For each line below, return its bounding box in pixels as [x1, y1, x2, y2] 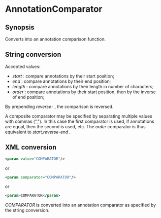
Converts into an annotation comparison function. [5, 36, 106, 42]
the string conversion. [5, 207, 50, 213]
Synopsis [5, 23, 34, 32]
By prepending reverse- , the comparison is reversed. [5, 104, 114, 109]
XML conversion [5, 143, 57, 151]
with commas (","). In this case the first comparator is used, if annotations [5, 118, 154, 124]
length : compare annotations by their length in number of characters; [12, 83, 154, 89]
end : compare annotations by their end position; [12, 78, 111, 84]
